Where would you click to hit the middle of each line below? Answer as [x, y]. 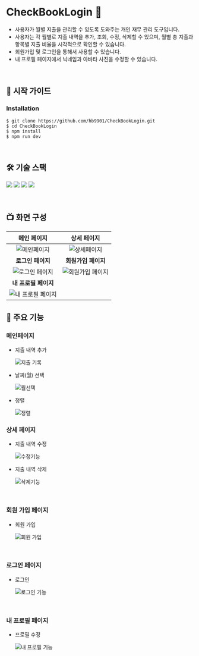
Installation [23, 108]
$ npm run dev [24, 136]
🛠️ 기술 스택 [26, 168]
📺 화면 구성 [26, 217]
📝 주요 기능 [25, 317]
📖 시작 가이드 [29, 91]
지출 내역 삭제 [31, 469]
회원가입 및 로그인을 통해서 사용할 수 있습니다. [68, 51]
